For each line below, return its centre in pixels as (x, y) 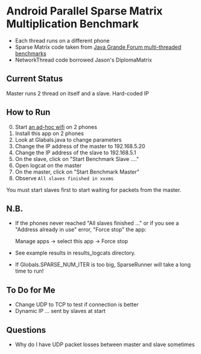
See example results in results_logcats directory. (75, 253)
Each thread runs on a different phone (62, 40)
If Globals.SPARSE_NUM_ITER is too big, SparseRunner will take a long (103, 265)
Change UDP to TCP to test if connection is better (77, 305)
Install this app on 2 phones (49, 133)
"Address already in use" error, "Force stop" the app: (81, 230)
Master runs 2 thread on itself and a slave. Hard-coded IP (78, 93)
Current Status (35, 79)
